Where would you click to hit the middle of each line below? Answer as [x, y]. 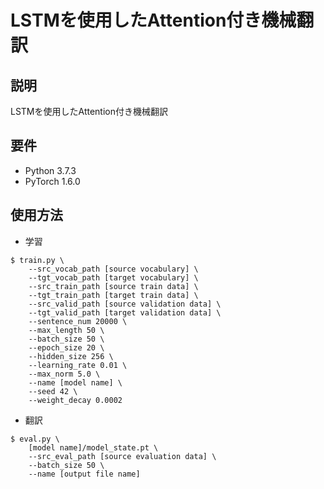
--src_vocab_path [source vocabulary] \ [113, 269]
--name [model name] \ [75, 382]
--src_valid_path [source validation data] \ [125, 304]
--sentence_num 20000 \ [78, 321]
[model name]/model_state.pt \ [93, 447]
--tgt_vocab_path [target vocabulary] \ [113, 277]
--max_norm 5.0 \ [64, 374]
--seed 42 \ [53, 391]
